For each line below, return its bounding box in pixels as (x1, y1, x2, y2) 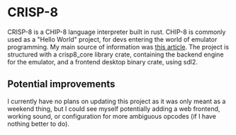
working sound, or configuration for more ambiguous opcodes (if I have (7, 112, 216, 120)
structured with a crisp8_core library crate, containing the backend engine (7, 50, 225, 59)
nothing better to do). (7, 119, 69, 128)
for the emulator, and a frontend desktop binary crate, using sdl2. (7, 57, 198, 66)
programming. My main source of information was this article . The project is (7, 42, 229, 51)
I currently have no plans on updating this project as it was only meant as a (7, 97, 226, 105)
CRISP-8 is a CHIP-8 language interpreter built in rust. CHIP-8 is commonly (7, 28, 226, 36)
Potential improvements (7, 78, 116, 90)
